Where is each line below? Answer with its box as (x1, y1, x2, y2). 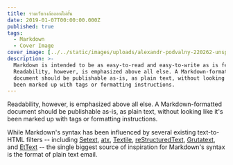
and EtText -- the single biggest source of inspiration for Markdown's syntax (7, 143, 225, 151)
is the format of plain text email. (7, 150, 98, 159)
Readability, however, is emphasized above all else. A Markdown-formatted (7, 100, 222, 108)
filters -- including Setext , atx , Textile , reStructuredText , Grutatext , (26, 136, 216, 144)
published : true (7, 23, 54, 30)
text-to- (197, 128, 220, 137)
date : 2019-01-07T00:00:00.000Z (7, 17, 101, 24)
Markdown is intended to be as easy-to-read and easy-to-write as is (13, 62, 218, 69)
